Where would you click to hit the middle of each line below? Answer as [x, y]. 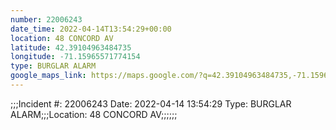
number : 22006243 [46, 19]
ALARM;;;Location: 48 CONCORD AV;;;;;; [94, 114]
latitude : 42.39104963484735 [71, 47]
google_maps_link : [48, 76]
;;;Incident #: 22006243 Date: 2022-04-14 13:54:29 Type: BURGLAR [151, 103]
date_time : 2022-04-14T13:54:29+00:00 [91, 29]
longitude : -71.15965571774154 [75, 57]
